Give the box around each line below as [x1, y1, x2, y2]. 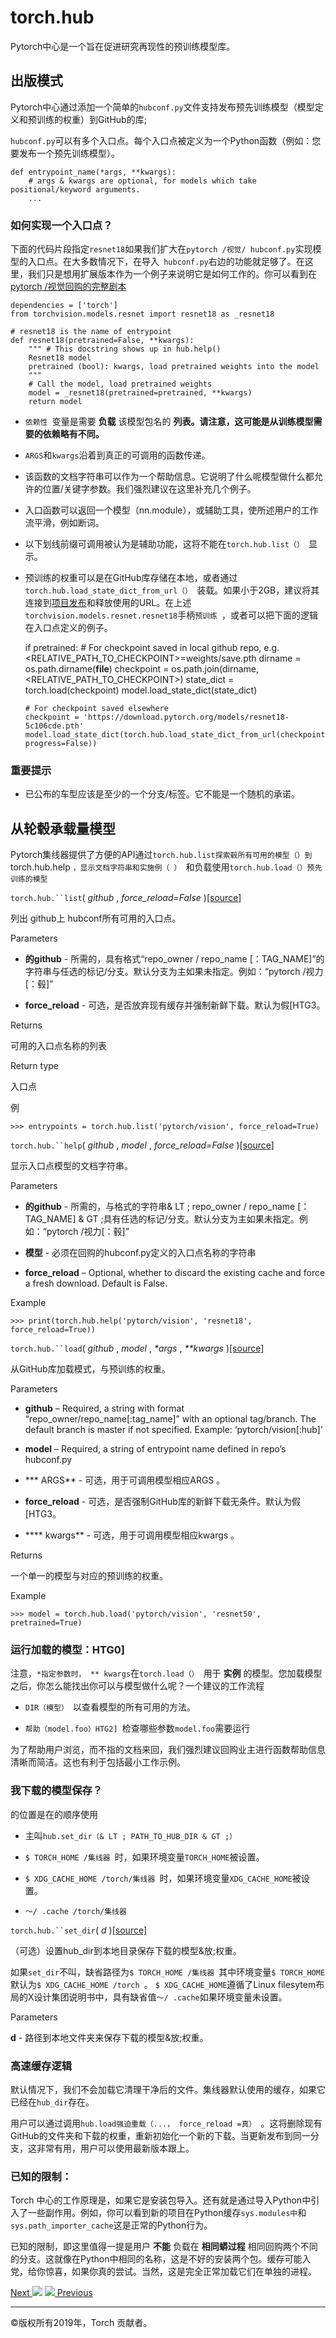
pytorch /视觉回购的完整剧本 [10, 281, 127, 293]
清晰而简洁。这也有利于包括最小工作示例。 [10, 1756, 186, 1768]
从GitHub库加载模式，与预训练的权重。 [10, 1363, 171, 1375]
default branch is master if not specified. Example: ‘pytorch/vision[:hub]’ [24, 1424, 323, 1436]
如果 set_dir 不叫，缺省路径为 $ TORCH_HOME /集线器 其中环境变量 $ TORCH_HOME [10, 1966, 326, 1978]
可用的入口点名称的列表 [10, 1040, 107, 1052]
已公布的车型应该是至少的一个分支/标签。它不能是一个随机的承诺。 [24, 788, 300, 800]
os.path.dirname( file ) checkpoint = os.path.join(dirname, [24, 663, 260, 675]
